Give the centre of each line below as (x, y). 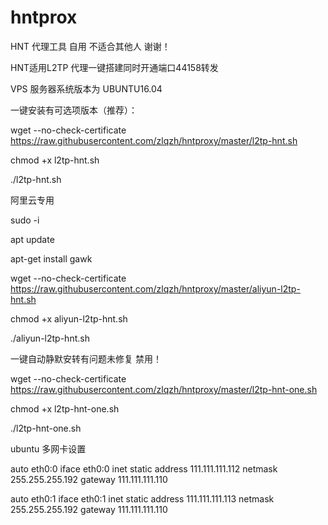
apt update (32, 239)
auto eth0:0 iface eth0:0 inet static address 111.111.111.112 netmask (144, 468)
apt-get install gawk (51, 258)
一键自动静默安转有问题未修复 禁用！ (86, 358)
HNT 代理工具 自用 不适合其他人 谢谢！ (90, 46)
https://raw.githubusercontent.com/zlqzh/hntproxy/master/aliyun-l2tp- (155, 288)
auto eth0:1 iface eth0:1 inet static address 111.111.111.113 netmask (142, 498)
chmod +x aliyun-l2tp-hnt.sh (69, 318)
